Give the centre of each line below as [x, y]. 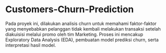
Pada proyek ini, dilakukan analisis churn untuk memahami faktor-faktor [81, 23]
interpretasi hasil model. [31, 45]
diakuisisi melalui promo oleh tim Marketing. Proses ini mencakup [74, 34]
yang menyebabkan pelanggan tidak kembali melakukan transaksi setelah [83, 29]
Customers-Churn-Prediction [70, 9]
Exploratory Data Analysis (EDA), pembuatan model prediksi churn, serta [82, 40]
